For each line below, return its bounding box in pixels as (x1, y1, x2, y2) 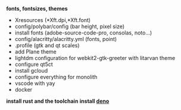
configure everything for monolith (14, 74, 98, 80)
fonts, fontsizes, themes (6, 5, 68, 12)
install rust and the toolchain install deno (6, 98, 110, 105)
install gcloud (14, 67, 48, 74)
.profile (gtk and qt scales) (14, 42, 80, 49)
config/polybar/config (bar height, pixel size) (14, 23, 125, 30)
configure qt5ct (14, 61, 54, 68)
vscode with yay (14, 80, 55, 87)
